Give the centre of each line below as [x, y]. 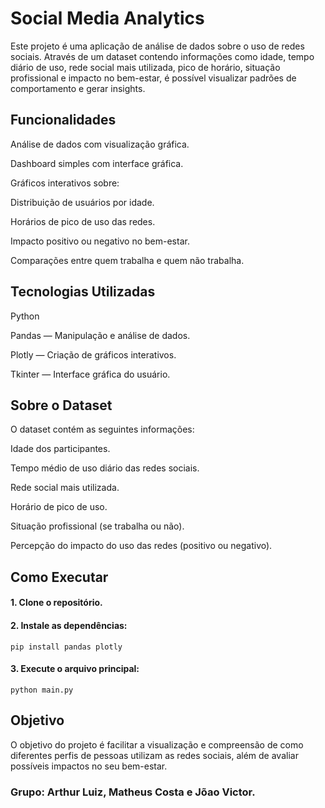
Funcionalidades [63, 120]
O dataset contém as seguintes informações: [102, 429]
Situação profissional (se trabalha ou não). [97, 526]
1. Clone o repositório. [56, 603]
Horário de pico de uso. [59, 507]
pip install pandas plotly [66, 647]
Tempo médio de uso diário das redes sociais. [105, 468]
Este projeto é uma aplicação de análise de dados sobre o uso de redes [157, 46]
